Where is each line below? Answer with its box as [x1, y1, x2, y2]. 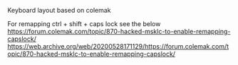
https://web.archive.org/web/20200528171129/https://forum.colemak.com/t [7, 42, 229, 50]
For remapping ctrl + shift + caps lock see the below [7, 20, 161, 28]
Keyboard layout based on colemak [7, 6, 112, 14]
